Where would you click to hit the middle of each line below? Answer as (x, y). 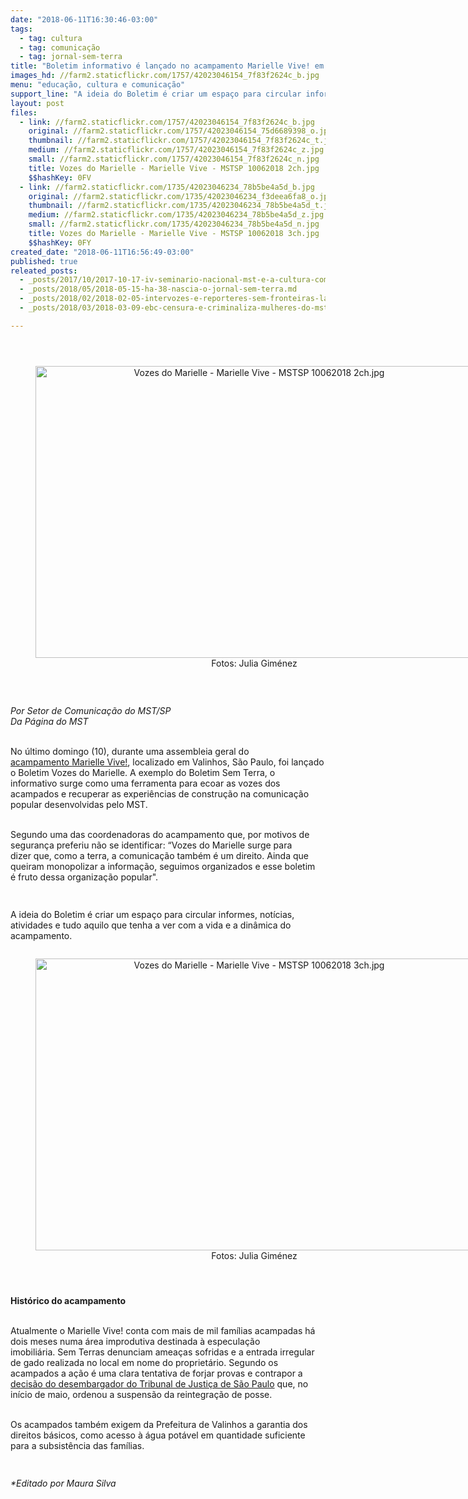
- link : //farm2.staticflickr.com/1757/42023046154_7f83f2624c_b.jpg (167, 122)
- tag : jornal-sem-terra (71, 57)
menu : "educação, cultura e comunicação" (98, 85)
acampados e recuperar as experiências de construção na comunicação (160, 793)
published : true (44, 261)
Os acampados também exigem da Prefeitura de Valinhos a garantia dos (159, 1425)
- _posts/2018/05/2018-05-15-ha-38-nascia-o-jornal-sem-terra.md (158, 289)
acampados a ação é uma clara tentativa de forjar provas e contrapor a (156, 1373)
